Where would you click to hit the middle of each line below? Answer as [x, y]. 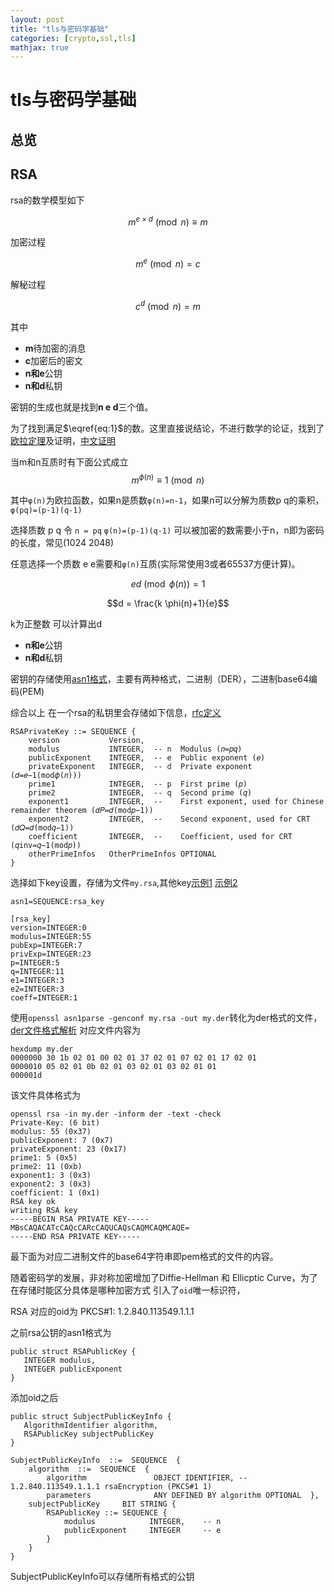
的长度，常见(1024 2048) [62, 543]
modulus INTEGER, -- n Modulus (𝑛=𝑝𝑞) [135, 749]
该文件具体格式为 [45, 1095]
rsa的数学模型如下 [47, 200]
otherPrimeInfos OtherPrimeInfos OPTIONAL [122, 854]
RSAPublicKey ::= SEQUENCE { [107, 1513]
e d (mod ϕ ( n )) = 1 [168, 584]
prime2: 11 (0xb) [46, 1167]
